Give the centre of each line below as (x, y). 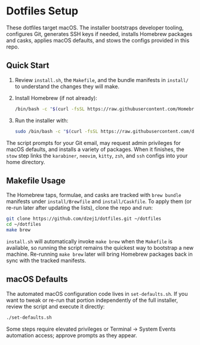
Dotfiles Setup (42, 11)
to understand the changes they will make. (67, 86)
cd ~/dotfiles (24, 225)
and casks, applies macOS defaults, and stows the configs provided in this (98, 40)
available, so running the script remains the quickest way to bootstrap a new (100, 247)
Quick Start (28, 66)
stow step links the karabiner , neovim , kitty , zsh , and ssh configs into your (97, 155)
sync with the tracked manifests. (46, 260)
